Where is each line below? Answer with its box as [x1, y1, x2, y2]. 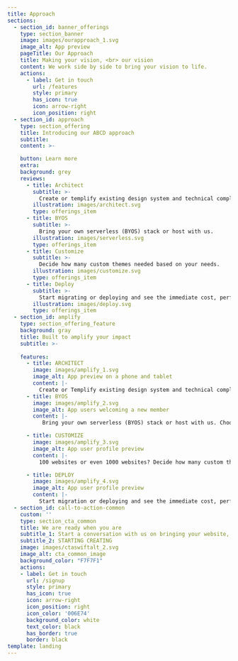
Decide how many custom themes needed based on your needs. [38, 261, 220, 268]
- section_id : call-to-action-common [13, 504, 125, 511]
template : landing [7, 643, 62, 650]
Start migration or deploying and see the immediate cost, [38, 498, 217, 505]
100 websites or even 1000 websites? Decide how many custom [38, 459, 223, 466]
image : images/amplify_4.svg [33, 478, 119, 485]
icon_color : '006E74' [25, 610, 91, 617]
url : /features [33, 83, 78, 90]
